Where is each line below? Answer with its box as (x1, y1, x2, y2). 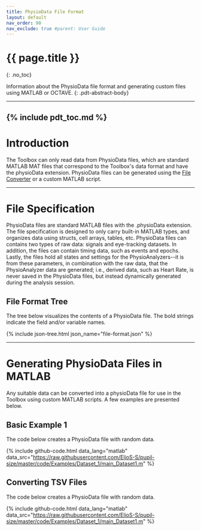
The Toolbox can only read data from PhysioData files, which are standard (6, 156, 189, 163)
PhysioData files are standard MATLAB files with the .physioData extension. (6, 221, 193, 229)
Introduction (6, 136, 69, 150)
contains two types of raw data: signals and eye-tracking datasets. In (6, 241, 177, 248)
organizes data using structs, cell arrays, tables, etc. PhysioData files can (6, 235, 187, 242)
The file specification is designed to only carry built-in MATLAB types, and (6, 228, 190, 235)
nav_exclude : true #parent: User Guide (6, 25, 106, 32)
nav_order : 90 (6, 20, 42, 26)
